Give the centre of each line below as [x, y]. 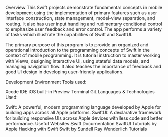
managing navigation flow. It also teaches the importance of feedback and [83, 66]
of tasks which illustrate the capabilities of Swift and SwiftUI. [69, 35]
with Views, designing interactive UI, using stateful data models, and [77, 61]
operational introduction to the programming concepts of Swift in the [77, 50]
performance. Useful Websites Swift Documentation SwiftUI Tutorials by [81, 123]
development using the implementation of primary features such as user [81, 13]
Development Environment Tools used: [46, 82]
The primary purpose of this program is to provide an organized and [77, 45]
